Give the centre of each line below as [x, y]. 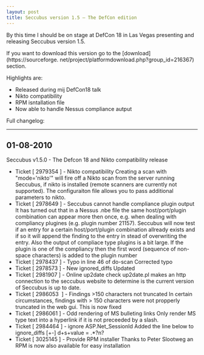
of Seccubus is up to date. [48, 288]
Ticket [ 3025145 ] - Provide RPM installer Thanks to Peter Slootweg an [104, 339]
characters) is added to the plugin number [85, 255]
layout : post [23, 12]
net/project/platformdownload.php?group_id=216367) [127, 59]
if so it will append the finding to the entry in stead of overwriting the [101, 236]
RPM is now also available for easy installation [73, 346]
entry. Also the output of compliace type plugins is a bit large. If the [99, 243]
